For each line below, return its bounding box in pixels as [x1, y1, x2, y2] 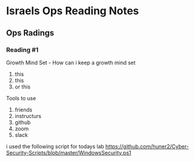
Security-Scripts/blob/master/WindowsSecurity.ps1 [6, 149, 132, 156]
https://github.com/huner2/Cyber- [106, 142, 189, 150]
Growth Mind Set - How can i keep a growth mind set [6, 59, 136, 66]
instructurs [14, 112, 41, 119]
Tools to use [6, 94, 37, 101]
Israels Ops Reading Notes [6, 4, 139, 18]
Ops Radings [6, 28, 55, 38]
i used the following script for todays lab [6, 142, 105, 150]
